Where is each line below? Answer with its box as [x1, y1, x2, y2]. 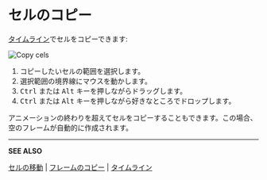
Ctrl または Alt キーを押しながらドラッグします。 [19, 86, 188, 95]
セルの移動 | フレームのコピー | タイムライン [8, 163, 153, 172]
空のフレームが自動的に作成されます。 [8, 123, 133, 132]
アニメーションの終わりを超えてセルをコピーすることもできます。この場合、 [8, 113, 257, 122]
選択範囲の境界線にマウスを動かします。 [19, 76, 153, 86]
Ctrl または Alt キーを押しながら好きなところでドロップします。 [19, 96, 236, 105]
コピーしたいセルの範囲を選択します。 [19, 66, 145, 75]
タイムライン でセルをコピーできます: [8, 34, 129, 44]
